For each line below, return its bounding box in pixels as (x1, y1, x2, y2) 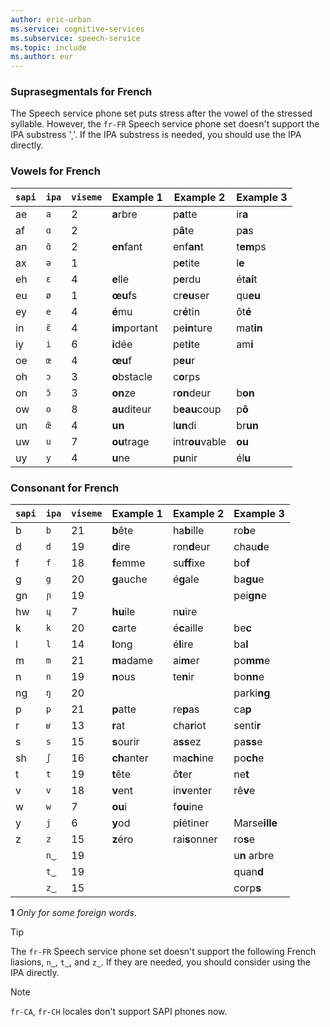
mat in (236, 321, 263, 335)
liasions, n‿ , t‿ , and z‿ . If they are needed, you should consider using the (10, 956, 312, 968)
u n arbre (233, 849, 275, 863)
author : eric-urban (10, 14, 92, 25)
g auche (111, 572, 148, 586)
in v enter (172, 784, 213, 798)
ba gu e (233, 572, 265, 586)
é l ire (172, 637, 194, 651)
